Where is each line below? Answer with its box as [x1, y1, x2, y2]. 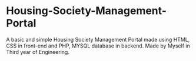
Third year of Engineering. [6, 48, 69, 55]
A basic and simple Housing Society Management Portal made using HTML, [6, 36, 190, 43]
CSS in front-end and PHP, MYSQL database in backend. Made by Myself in [6, 42, 190, 49]
